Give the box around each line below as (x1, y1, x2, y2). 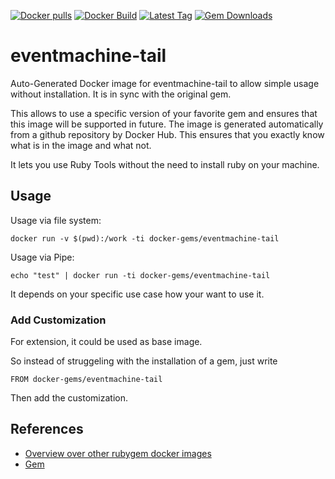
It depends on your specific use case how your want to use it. (10, 288, 265, 300)
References (10, 421, 84, 438)
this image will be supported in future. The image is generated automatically (10, 118, 324, 130)
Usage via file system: (10, 214, 102, 226)
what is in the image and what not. (10, 139, 152, 151)
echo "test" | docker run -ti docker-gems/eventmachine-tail (10, 270, 271, 280)
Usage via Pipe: (10, 251, 75, 263)
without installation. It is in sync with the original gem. (10, 88, 232, 100)
